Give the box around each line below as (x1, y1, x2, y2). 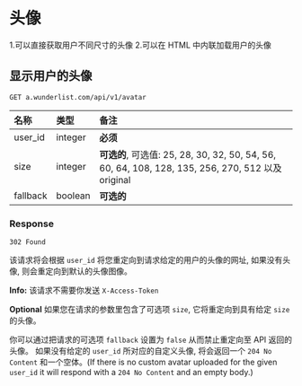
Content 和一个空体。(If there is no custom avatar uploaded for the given (9, 356, 278, 368)
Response (9, 217, 54, 230)
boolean (56, 189, 92, 202)
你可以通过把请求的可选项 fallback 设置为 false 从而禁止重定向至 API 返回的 (9, 334, 293, 346)
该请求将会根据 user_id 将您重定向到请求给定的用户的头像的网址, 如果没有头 (9, 255, 290, 266)
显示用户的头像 (9, 68, 93, 83)
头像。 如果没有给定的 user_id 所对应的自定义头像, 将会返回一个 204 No (9, 346, 272, 356)
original (99, 173, 131, 186)
